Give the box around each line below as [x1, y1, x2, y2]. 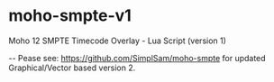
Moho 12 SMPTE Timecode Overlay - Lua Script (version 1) [8, 35, 227, 46]
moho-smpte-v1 [8, 5, 132, 26]
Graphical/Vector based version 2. [8, 62, 136, 73]
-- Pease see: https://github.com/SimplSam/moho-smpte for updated [8, 52, 267, 63]
